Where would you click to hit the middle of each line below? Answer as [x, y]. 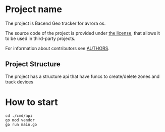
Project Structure [33, 64]
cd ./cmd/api [19, 116]
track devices [19, 81]
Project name [34, 9]
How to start [32, 102]
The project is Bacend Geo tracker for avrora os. [56, 23]
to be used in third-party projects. [40, 38]
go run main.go [21, 124]
